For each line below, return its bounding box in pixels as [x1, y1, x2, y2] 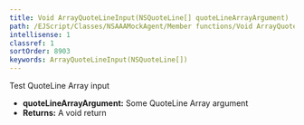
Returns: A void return [22, 108, 107, 118]
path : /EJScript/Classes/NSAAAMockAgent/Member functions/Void [9, 22, 253, 31]
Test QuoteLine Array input [9, 81, 110, 91]
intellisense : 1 [9, 30, 71, 39]
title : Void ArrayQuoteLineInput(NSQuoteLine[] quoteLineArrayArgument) [9, 13, 290, 23]
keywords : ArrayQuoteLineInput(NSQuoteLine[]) [9, 55, 188, 64]
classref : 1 [9, 38, 54, 48]
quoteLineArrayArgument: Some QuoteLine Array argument [22, 98, 249, 109]
